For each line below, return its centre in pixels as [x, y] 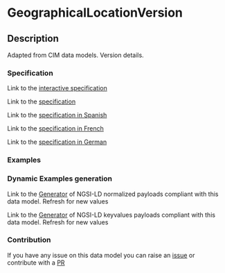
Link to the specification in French [55, 129]
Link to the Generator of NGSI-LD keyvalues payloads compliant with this [111, 215]
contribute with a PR [36, 263]
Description [33, 39]
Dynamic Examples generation [60, 179]
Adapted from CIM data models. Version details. [75, 55]
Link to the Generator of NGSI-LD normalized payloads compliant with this [113, 194]
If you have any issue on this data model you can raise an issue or [101, 255]
